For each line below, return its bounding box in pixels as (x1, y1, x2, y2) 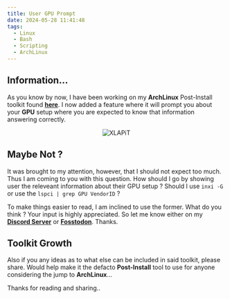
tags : (7, 23, 23, 30)
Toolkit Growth (7, 237, 73, 249)
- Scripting (13, 42, 48, 49)
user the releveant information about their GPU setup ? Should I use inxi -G (7, 182, 224, 190)
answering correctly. (7, 115, 66, 123)
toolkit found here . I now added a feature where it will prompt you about (7, 100, 213, 108)
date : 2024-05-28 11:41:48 (7, 17, 85, 24)
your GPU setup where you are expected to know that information (7, 108, 195, 116)
